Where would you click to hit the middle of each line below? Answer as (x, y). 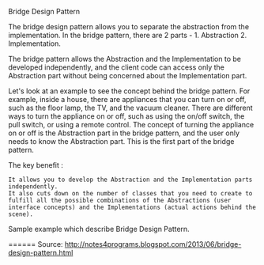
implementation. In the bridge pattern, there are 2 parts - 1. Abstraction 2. (128, 35)
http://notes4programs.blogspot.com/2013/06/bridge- (153, 244)
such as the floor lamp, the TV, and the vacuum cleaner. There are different (130, 108)
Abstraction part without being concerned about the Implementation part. (128, 76)
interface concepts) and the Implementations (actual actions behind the (132, 207)
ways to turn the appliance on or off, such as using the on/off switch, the (126, 116)
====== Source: (36, 244)
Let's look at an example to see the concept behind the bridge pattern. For (129, 91)
